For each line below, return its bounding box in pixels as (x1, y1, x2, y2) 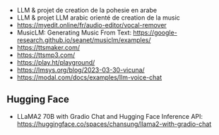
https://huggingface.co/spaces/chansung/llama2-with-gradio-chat (16, 120, 212, 128)
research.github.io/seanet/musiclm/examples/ (16, 36, 151, 44)
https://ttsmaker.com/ (16, 44, 81, 51)
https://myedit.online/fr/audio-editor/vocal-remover (16, 21, 167, 29)
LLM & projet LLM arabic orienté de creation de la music (16, 13, 181, 22)
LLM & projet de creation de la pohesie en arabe (16, 6, 157, 14)
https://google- (133, 28, 177, 37)
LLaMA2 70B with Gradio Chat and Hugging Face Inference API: (16, 112, 203, 120)
